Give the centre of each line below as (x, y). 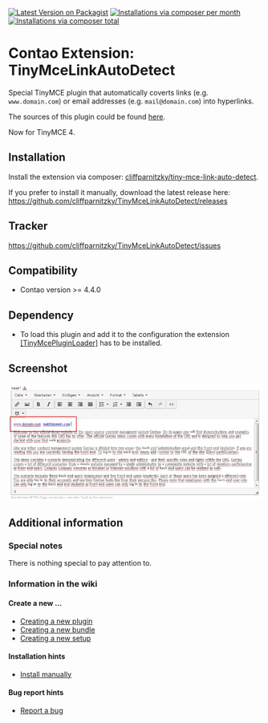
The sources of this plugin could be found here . (87, 116)
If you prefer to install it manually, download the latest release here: (119, 192)
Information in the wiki (53, 584)
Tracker (28, 226)
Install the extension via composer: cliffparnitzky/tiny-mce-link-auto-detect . (134, 177)
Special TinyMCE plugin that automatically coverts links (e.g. (108, 92)
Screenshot (38, 368)
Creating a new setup (55, 638)
